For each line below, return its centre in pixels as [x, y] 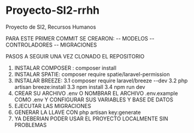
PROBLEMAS [31, 125]
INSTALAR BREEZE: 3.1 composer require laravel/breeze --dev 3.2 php [101, 81]
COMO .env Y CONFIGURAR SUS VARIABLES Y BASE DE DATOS [94, 100]
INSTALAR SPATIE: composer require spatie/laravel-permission [92, 74]
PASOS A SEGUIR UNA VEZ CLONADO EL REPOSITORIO [75, 56]
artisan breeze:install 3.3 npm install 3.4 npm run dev [80, 86]
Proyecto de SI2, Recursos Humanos [51, 27]
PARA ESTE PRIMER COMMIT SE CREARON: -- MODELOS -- [80, 38]
